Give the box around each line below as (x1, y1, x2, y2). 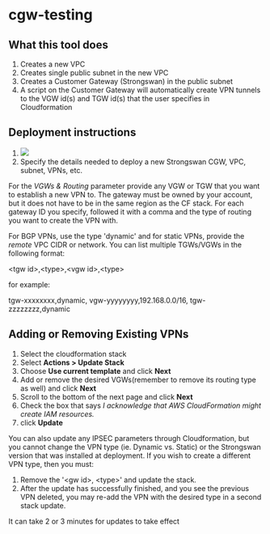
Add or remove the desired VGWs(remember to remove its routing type (19, 375, 257, 384)
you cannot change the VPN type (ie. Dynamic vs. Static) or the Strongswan (8, 442, 261, 451)
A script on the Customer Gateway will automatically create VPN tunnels (19, 85, 261, 95)
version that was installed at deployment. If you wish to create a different (8, 451, 251, 460)
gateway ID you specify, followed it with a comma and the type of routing (8, 206, 252, 216)
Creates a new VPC (19, 59, 86, 69)
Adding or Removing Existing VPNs (8, 328, 189, 341)
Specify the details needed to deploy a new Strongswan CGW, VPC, (19, 156, 247, 167)
